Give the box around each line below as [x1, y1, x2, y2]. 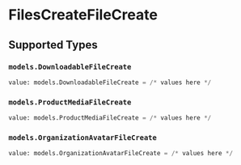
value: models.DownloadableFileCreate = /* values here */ [8, 78, 212, 87]
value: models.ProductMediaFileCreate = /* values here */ [8, 114, 212, 122]
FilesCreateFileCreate [8, 6, 158, 24]
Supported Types [8, 38, 99, 52]
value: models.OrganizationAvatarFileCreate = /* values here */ [8, 150, 233, 158]
